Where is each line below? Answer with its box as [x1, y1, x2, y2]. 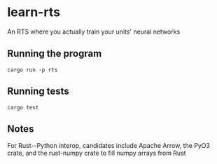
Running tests [7, 86, 70, 97]
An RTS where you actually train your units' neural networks [7, 27, 181, 36]
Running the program [7, 48, 102, 60]
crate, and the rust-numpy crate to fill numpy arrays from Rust [7, 149, 187, 158]
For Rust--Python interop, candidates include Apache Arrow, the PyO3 [7, 142, 210, 150]
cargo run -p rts [7, 66, 58, 74]
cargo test [7, 104, 39, 111]
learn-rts [7, 4, 61, 20]
